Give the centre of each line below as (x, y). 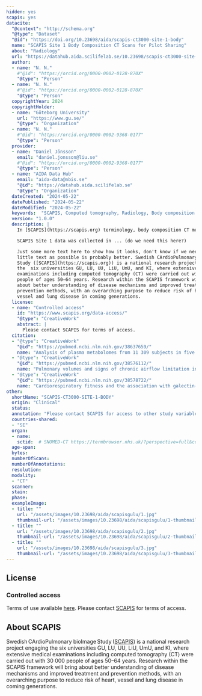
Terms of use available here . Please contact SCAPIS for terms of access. (96, 608)
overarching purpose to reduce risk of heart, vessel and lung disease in (95, 680)
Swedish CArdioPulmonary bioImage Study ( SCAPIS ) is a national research (98, 642)
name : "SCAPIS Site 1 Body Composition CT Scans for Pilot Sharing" (99, 46)
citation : (24, 335)
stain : (20, 492)
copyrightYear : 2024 (37, 101)
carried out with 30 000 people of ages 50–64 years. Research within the (97, 661)
